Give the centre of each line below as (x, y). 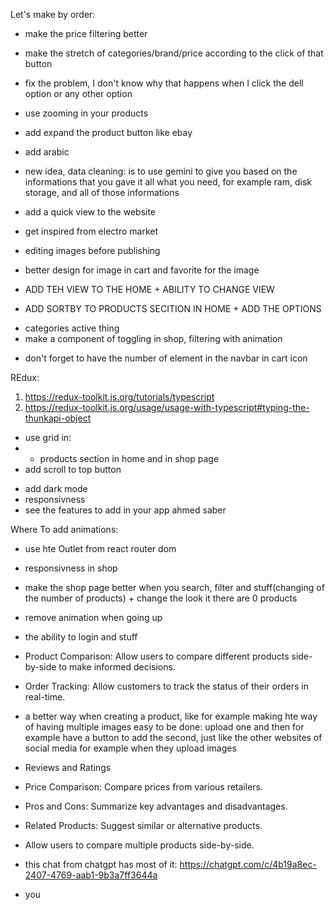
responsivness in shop (71, 568)
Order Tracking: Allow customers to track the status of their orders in (166, 686)
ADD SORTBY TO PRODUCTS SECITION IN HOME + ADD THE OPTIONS (173, 308)
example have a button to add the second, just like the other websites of (173, 737)
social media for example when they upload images (130, 748)
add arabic (47, 152)
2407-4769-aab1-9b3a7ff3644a (91, 875)
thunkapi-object (58, 418)
